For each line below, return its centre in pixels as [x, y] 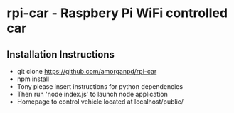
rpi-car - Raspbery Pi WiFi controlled [117, 13]
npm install [33, 79]
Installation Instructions [61, 54]
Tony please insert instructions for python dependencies [100, 86]
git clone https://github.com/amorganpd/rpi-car [87, 71]
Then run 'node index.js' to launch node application [92, 94]
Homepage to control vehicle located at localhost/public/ [100, 102]
